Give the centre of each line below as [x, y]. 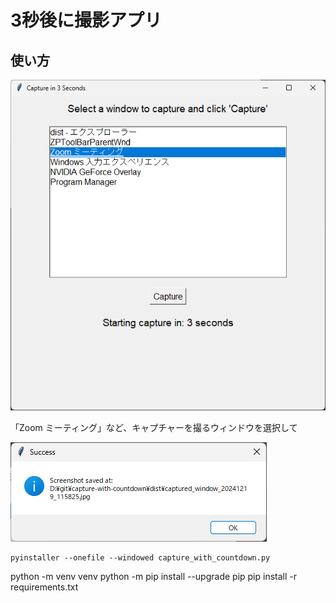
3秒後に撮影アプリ [86, 20]
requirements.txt [44, 587]
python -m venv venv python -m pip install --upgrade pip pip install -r [154, 577]
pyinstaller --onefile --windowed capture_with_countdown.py [140, 558]
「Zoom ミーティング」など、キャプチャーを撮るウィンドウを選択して [154, 428]
